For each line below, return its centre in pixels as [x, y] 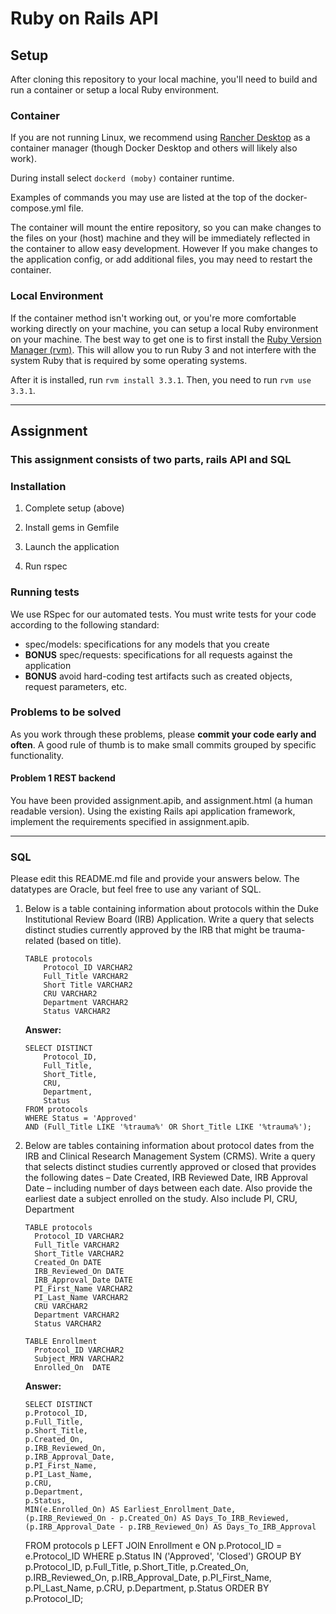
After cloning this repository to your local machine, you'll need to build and [164, 79]
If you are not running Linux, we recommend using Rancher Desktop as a [160, 138]
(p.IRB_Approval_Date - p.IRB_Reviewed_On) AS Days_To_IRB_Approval [170, 1527]
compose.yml [38, 208]
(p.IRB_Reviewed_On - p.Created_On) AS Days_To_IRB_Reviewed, [157, 1518]
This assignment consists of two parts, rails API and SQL [151, 459]
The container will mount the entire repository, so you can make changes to [166, 228]
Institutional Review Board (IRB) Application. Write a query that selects [169, 919]
